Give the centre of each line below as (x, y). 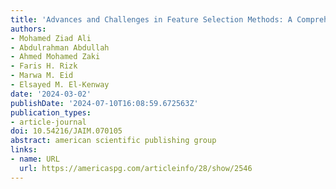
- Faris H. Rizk (44, 66)
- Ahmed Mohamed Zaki (55, 57)
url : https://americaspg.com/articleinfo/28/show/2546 (136, 168)
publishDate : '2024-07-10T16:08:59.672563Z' (104, 103)
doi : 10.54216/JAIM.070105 (66, 131)
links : (24, 150)
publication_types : (51, 112)
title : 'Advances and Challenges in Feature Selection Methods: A (151, 19)
